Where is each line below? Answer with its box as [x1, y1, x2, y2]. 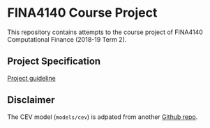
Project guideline [7, 74, 56, 82]
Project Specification [7, 56, 101, 67]
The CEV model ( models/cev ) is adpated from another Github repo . [7, 113, 198, 121]
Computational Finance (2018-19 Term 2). [7, 35, 127, 43]
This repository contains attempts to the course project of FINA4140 [7, 28, 204, 36]
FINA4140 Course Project [7, 5, 158, 21]
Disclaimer [7, 94, 55, 106]
